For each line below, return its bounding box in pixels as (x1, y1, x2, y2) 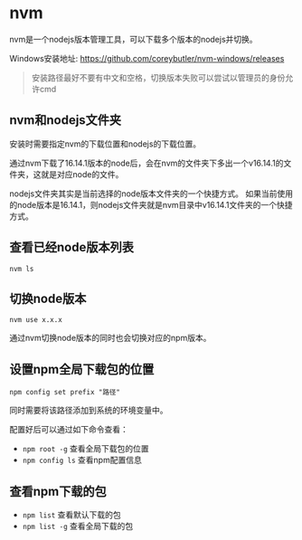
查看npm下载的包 (9, 483, 107, 499)
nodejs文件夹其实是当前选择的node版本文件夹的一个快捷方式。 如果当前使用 (9, 188, 294, 199)
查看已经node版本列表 (9, 240, 134, 255)
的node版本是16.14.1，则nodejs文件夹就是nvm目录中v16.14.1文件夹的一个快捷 (9, 199, 293, 210)
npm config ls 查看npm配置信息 (22, 455, 142, 466)
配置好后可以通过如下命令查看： (9, 424, 128, 435)
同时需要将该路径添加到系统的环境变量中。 (9, 405, 168, 416)
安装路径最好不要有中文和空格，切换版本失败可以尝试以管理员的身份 (31, 71, 286, 83)
